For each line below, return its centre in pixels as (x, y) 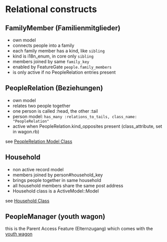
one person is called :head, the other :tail (55, 111)
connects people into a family (43, 45)
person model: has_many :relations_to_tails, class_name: (75, 116)
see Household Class (27, 201)
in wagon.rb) (26, 131)
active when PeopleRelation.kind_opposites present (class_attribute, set (87, 126)
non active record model (38, 169)
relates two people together (41, 106)
